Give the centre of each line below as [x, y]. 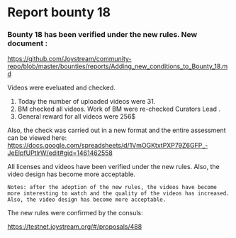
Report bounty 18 [59, 12]
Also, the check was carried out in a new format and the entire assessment [117, 130]
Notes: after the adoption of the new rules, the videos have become [112, 188]
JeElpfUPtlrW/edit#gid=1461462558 [60, 153]
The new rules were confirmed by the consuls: [75, 213]
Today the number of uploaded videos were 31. [86, 102]
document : [28, 43]
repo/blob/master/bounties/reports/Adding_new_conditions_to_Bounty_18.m [118, 66]
